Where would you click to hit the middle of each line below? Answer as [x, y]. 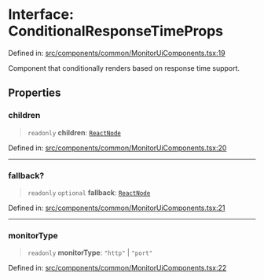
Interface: [41, 15]
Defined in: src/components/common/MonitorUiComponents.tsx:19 [117, 53]
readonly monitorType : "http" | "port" [90, 252]
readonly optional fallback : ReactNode [89, 192]
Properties [35, 93]
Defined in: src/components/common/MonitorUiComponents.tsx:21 [117, 208]
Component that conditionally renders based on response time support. [124, 68]
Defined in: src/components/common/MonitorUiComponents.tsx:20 [117, 148]
